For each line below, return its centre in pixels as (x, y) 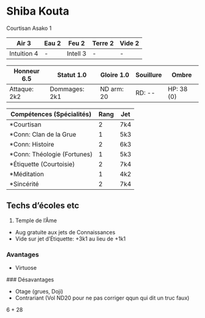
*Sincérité (24, 184)
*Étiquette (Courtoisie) (42, 164)
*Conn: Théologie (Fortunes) (51, 154)
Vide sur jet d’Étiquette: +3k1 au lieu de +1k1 (70, 239)
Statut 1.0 (72, 74)
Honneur (27, 71)
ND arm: (112, 89)
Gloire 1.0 (115, 74)
